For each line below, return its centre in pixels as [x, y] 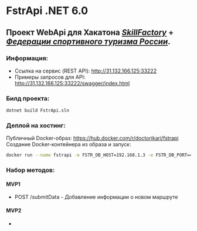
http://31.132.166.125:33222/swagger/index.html [72, 83]
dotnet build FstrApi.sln [38, 111]
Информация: [27, 58]
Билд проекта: [28, 98]
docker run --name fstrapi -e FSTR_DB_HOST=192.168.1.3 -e [80, 155]
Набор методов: [30, 170]
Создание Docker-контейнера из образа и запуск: [69, 144]
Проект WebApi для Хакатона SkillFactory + [90, 32]
